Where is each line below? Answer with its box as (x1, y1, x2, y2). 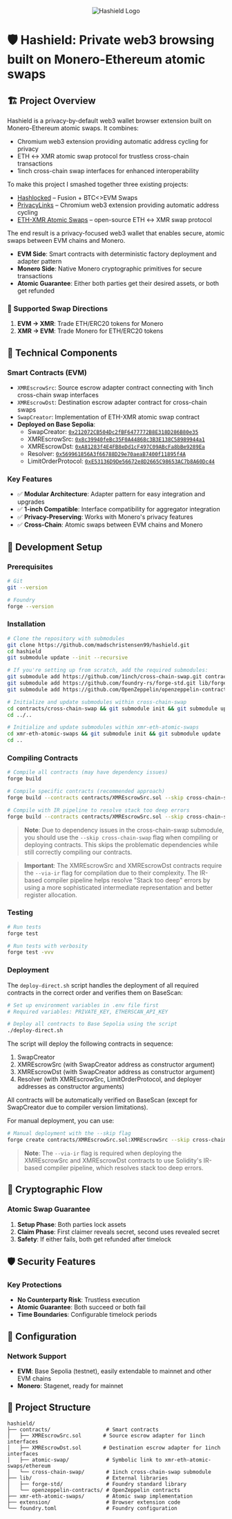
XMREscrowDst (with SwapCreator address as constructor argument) (17, 1068, 215, 1076)
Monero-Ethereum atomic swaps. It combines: (7, 124, 139, 132)
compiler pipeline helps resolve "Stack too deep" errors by (43, 875, 211, 884)
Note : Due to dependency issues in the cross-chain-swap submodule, (23, 826, 224, 834)
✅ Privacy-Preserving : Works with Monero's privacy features (17, 513, 193, 521)
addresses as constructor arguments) (17, 1082, 125, 1091)
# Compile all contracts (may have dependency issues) (7, 769, 168, 776)
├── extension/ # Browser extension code (7, 1498, 181, 1506)
